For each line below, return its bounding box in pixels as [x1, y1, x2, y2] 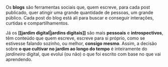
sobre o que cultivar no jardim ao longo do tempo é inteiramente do [6, 46, 147, 51]
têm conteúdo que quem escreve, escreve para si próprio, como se [6, 35, 145, 41]
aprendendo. [6, 56, 32, 62]
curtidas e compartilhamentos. [6, 20, 69, 26]
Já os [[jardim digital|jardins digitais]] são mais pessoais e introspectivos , [6, 30, 163, 35]
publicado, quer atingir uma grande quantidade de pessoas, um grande [6, 9, 153, 15]
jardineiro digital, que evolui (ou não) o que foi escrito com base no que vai [6, 51, 161, 57]
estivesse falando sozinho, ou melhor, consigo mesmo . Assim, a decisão [6, 40, 157, 46]
